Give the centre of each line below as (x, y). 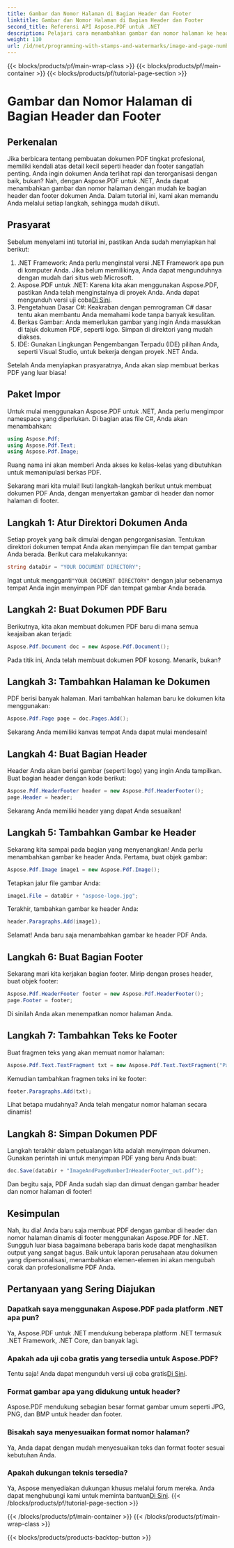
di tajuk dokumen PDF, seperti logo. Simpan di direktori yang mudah (115, 329)
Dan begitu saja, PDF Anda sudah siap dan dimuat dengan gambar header (114, 1184)
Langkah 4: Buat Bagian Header (77, 754)
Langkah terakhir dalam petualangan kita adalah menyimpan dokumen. (109, 1151)
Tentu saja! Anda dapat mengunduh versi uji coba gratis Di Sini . (97, 1373)
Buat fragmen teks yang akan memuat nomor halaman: (86, 1052)
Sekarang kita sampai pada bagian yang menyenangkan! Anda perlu (105, 849)
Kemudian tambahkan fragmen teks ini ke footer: (77, 1078)
